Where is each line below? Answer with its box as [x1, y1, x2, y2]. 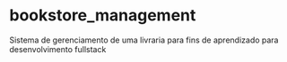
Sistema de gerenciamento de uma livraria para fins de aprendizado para [9, 35, 279, 45]
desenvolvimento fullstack [9, 43, 107, 54]
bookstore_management [9, 5, 196, 26]
